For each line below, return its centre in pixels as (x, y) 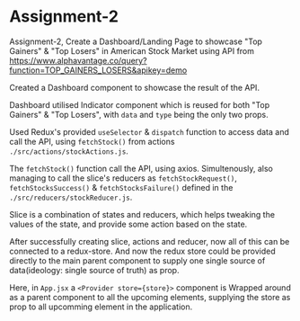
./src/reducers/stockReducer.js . (71, 197)
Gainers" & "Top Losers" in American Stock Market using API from (132, 50)
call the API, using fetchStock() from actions (92, 141)
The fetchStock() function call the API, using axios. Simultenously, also (141, 168)
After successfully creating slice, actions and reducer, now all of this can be (150, 241)
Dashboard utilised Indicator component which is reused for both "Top (140, 104)
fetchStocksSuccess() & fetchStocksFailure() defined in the (121, 187)
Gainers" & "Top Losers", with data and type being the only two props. (139, 114)
